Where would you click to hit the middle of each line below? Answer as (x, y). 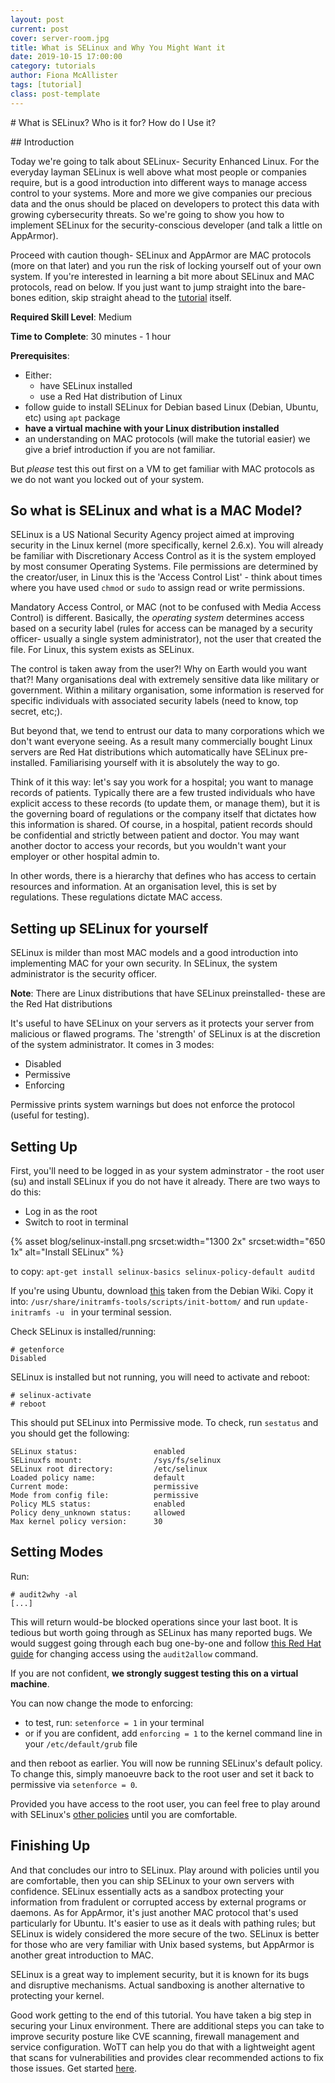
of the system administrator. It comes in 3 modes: (112, 1045)
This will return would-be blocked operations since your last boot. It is (154, 1622)
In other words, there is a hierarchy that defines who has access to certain (163, 876)
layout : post (37, 19)
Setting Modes (57, 1552)
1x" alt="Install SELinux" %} (67, 1252)
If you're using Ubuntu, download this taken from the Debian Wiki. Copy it (162, 1291)
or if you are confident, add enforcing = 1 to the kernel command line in (173, 1733)
